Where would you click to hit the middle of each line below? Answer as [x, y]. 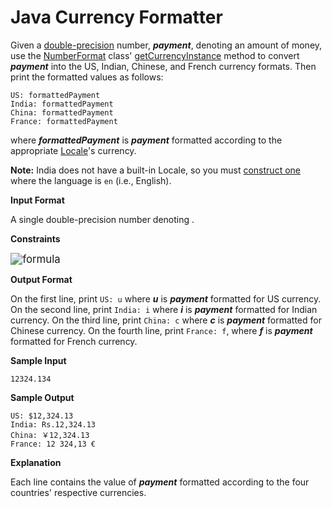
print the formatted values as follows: [87, 77]
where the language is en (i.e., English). [91, 180]
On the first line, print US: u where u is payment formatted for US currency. [166, 298]
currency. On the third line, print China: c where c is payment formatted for [166, 320]
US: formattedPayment [55, 95]
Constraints [35, 238]
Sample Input [38, 360]
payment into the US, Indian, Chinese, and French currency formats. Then [163, 66]
